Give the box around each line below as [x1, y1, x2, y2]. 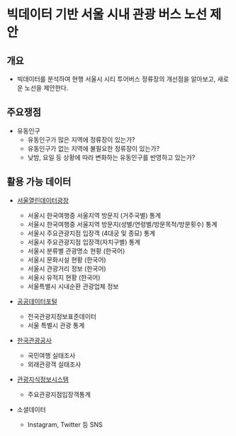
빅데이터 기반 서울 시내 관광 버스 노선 [6, 6, 207, 23]
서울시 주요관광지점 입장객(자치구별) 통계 [27, 237, 141, 246]
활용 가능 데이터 [6, 176, 72, 188]
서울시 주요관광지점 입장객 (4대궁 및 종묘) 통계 [27, 228, 156, 237]
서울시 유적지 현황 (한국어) [27, 273, 101, 281]
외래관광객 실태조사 [27, 359, 82, 369]
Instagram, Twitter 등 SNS [27, 420, 103, 429]
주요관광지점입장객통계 [27, 390, 91, 398]
